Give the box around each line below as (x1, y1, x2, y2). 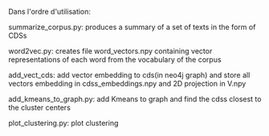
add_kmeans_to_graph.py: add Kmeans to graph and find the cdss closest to (8, 94, 262, 103)
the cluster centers (8, 103, 71, 112)
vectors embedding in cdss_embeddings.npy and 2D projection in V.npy (8, 79, 247, 88)
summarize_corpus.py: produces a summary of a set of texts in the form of (8, 22, 256, 31)
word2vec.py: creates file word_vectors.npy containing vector (8, 46, 213, 55)
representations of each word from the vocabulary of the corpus (8, 55, 222, 64)
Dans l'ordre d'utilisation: (8, 7, 91, 16)
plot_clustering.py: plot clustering (8, 118, 119, 127)
